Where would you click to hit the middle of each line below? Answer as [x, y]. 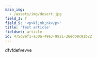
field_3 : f [16, 18]
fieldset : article [24, 32]
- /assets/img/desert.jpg [36, 14]
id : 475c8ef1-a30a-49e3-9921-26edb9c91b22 [48, 37]
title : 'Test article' [28, 28]
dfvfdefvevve [18, 50]
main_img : [15, 9]
